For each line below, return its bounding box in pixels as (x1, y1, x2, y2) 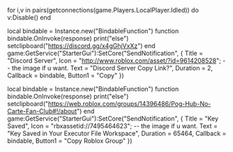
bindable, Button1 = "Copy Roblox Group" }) (7, 137, 133, 145)
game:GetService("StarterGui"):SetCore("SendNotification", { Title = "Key (7, 114, 218, 123)
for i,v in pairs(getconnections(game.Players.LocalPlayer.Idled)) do (7, 6, 199, 14)
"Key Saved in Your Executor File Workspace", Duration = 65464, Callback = (7, 129, 227, 137)
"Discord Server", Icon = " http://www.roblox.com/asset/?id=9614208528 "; (7, 56, 221, 65)
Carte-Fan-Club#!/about (7, 107, 77, 115)
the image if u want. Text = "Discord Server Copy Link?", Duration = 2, (11, 64, 213, 72)
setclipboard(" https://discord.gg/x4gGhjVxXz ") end (7, 42, 156, 50)
